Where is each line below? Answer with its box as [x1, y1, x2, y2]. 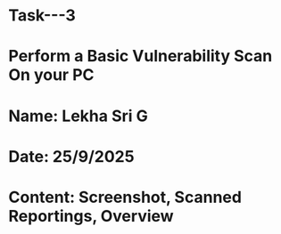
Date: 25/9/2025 [8, 146, 135, 166]
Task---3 [8, 5, 77, 26]
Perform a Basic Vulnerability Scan [8, 46, 273, 67]
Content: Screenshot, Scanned [8, 187, 243, 207]
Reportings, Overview [8, 206, 175, 226]
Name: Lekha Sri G [8, 106, 148, 125]
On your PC [8, 65, 95, 85]
